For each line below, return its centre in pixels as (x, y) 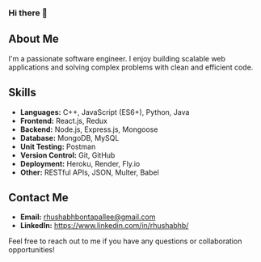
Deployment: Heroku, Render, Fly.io (80, 163)
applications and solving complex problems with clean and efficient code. (131, 67)
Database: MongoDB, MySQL (69, 137)
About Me (34, 39)
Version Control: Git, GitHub (67, 155)
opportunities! (32, 250)
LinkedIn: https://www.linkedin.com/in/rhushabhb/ (104, 226)
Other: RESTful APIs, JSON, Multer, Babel (89, 172)
